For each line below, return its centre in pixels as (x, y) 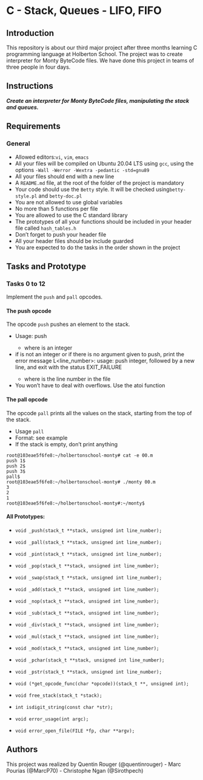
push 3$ (16, 471)
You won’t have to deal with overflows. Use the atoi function (90, 385)
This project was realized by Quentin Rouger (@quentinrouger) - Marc (94, 764)
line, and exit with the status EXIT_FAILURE (68, 367)
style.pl (26, 196)
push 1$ (16, 461)
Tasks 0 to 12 (26, 283)
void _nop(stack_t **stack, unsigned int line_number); (87, 601)
